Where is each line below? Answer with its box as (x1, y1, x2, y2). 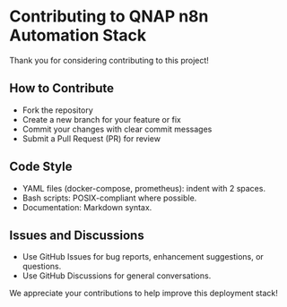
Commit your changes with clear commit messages (22, 124, 213, 134)
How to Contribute (9, 81, 115, 96)
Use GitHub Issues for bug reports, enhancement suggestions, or (22, 252, 265, 262)
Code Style (9, 159, 73, 175)
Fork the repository (22, 105, 94, 115)
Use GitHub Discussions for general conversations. (22, 270, 212, 281)
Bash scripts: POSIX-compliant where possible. (22, 192, 197, 203)
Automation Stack (9, 25, 147, 46)
